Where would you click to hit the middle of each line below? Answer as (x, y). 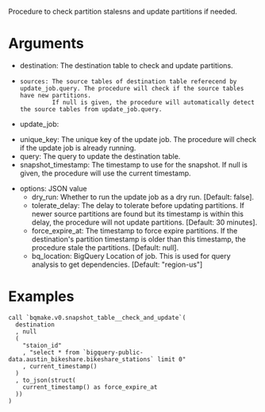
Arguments (46, 44)
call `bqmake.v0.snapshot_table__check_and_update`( (97, 318)
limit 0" (172, 359)
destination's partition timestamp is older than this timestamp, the (138, 239)
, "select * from (51, 352)
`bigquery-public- (113, 352)
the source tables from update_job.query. (91, 109)
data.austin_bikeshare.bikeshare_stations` (81, 359)
